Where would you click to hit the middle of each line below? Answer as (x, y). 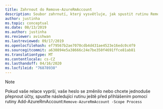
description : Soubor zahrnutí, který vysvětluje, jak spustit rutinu (77, 14)
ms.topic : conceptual (27, 23)
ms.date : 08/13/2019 (26, 28)
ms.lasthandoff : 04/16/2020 (33, 63)
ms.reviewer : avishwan (28, 37)
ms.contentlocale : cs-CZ (30, 59)
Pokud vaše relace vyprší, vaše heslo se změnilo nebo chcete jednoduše (78, 91)
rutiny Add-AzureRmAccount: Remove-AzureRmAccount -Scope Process (73, 101)
